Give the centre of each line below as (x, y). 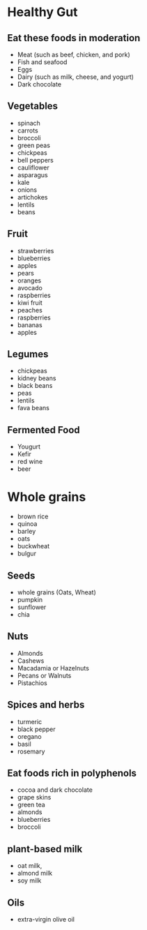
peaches (30, 310)
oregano (29, 736)
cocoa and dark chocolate (55, 790)
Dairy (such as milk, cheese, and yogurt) (76, 77)
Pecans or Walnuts (44, 675)
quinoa (27, 524)
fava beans (33, 408)
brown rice (33, 516)
